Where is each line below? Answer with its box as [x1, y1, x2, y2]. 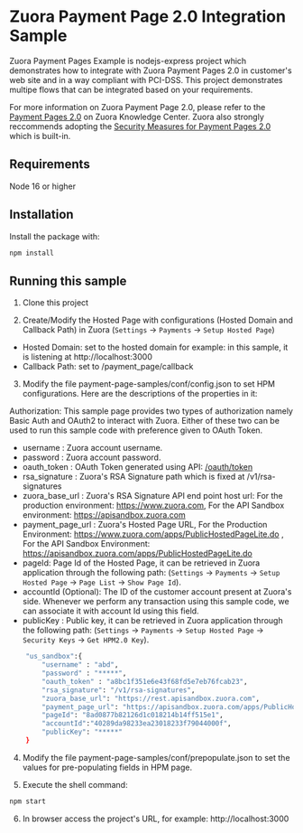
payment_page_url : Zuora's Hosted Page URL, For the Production [22, 519, 268, 530]
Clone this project [22, 297, 88, 308]
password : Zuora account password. [22, 452, 161, 463]
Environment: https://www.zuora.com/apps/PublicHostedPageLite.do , [22, 529, 284, 539]
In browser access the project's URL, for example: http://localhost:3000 [22, 813, 289, 824]
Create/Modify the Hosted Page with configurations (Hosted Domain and [22, 314, 293, 326]
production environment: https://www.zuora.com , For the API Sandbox [22, 500, 285, 511]
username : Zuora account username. [22, 443, 163, 454]
